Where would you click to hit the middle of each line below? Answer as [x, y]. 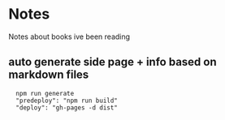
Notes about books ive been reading [69, 36]
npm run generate [45, 93]
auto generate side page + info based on [112, 62]
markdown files [49, 75]
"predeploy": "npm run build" [67, 101]
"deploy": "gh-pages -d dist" [67, 107]
